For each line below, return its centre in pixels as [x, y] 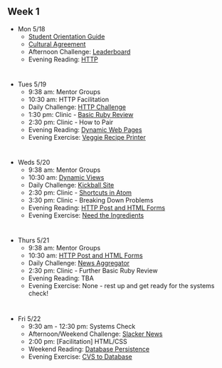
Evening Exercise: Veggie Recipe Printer [87, 137]
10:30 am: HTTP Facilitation [69, 99]
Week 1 [23, 12]
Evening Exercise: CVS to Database [80, 357]
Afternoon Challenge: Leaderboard [79, 51]
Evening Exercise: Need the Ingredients [86, 215]
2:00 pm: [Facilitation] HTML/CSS [78, 341]
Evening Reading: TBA [61, 278]
